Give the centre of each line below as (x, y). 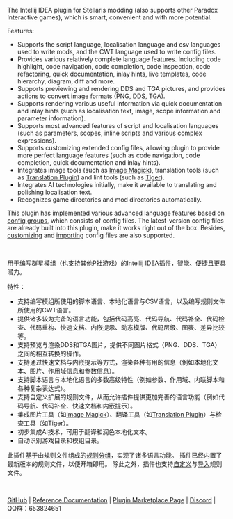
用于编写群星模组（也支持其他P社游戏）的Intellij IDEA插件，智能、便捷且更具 (117, 263)
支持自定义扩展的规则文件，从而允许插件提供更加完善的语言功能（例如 (118, 397)
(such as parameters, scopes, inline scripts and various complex (110, 133)
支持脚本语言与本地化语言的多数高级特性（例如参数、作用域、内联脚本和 (121, 380)
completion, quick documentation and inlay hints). (89, 162)
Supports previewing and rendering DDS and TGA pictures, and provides (121, 89)
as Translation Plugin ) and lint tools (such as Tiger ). (91, 177)
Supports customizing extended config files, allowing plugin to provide (119, 148)
